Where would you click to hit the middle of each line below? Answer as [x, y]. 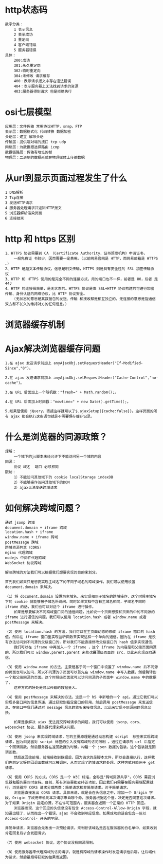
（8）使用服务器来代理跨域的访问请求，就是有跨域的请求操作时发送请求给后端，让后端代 [80, 852]
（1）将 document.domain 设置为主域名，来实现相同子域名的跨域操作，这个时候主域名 [81, 596]
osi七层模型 [28, 112]
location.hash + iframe [29, 532]
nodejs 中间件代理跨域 [26, 558]
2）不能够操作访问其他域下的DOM [42, 482]
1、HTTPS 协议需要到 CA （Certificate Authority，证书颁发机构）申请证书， [76, 253]
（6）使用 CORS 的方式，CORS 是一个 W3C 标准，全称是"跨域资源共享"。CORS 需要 [78, 777]
